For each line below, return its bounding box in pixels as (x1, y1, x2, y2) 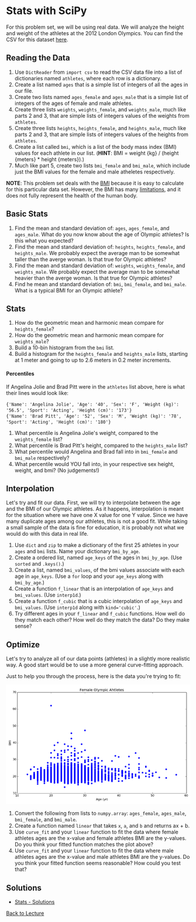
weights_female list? (14, 436, 63, 443)
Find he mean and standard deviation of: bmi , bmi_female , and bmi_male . (14, 280, 187, 288)
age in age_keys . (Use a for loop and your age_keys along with (14, 573, 164, 580)
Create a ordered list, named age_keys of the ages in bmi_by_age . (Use (14, 554, 183, 561)
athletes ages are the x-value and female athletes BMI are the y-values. (14, 835, 187, 842)
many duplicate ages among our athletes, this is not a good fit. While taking (6, 518, 188, 525)
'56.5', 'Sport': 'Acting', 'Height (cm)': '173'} (6, 407, 132, 413)
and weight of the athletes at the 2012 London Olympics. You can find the (6, 29, 183, 36)
